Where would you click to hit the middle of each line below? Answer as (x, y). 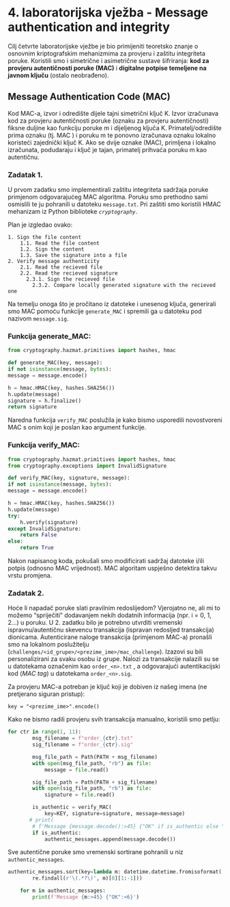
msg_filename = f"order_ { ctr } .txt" (83, 738)
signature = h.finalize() (44, 401)
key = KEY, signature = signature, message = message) (115, 814)
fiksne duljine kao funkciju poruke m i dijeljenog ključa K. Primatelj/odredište (115, 127)
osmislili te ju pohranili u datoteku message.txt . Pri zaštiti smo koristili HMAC (114, 204)
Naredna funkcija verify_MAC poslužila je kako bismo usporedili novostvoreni (115, 420)
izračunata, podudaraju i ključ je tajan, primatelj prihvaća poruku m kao (107, 149)
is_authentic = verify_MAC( (72, 807)
